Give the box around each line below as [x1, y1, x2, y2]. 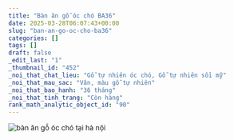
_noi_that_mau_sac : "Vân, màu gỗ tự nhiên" [8, 78, 156, 86]
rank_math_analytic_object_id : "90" [8, 101, 130, 109]
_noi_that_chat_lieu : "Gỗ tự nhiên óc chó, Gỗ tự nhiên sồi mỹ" [8, 71, 227, 79]
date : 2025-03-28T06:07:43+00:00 [8, 19, 120, 27]
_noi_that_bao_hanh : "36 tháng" [8, 86, 116, 94]
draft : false [8, 49, 52, 57]
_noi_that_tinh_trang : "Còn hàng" [8, 94, 124, 102]
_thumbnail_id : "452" [8, 64, 81, 72]
